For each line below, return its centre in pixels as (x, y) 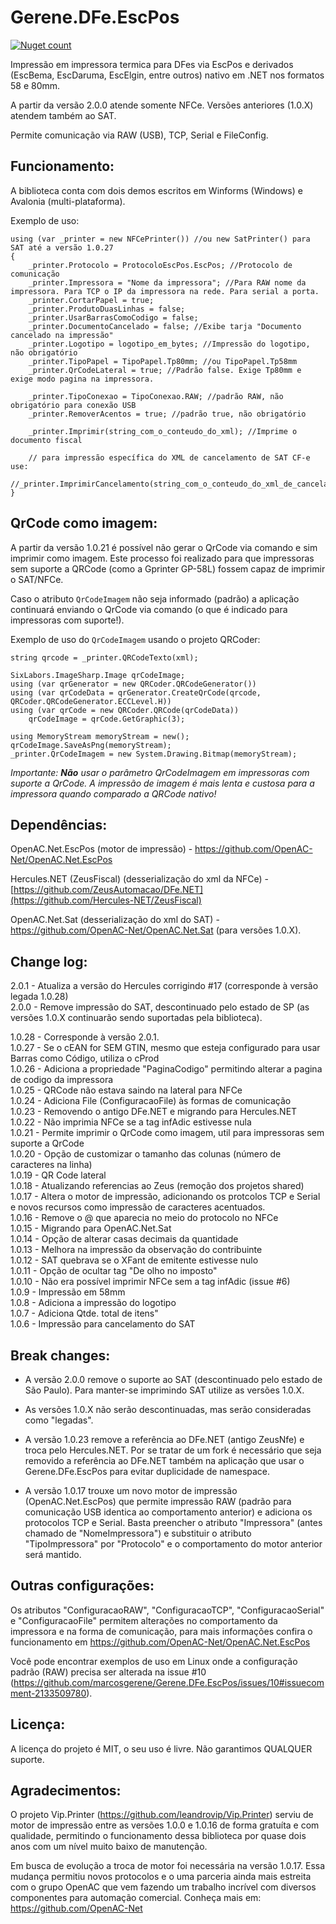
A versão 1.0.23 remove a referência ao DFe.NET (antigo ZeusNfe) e (164, 1439)
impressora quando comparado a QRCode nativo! (113, 793)
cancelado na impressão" (62, 335)
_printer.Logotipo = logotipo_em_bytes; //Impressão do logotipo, (169, 344)
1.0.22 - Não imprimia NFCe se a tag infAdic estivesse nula (131, 1122)
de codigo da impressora (62, 1080)
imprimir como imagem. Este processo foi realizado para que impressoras (162, 558)
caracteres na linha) (51, 1165)
